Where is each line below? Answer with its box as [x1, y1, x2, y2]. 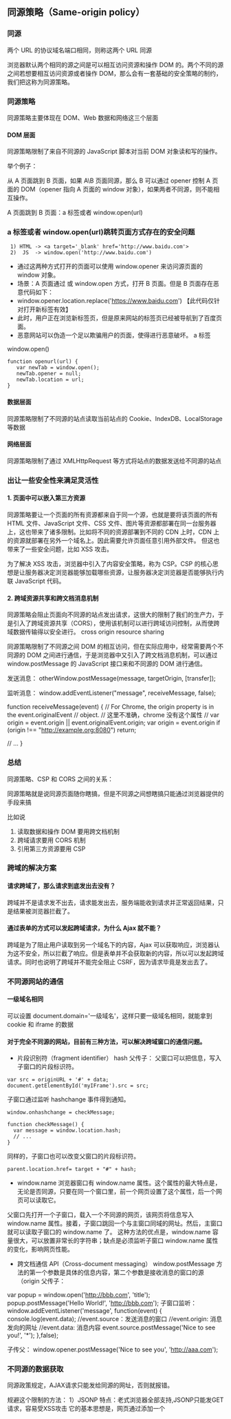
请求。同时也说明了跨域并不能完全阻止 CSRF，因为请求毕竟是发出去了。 [7, 957, 212, 966]
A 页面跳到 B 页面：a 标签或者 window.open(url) [7, 209, 143, 217]
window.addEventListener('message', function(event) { [7, 1307, 163, 1315]
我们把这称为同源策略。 [7, 78, 74, 86]
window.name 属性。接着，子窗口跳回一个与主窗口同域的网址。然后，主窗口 [7, 1219, 223, 1228]
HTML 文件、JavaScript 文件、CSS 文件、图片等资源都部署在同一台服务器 [7, 519, 217, 528]
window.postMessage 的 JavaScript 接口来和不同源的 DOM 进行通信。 [7, 660, 206, 668]
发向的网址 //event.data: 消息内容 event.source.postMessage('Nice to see [7, 1323, 216, 1332]
